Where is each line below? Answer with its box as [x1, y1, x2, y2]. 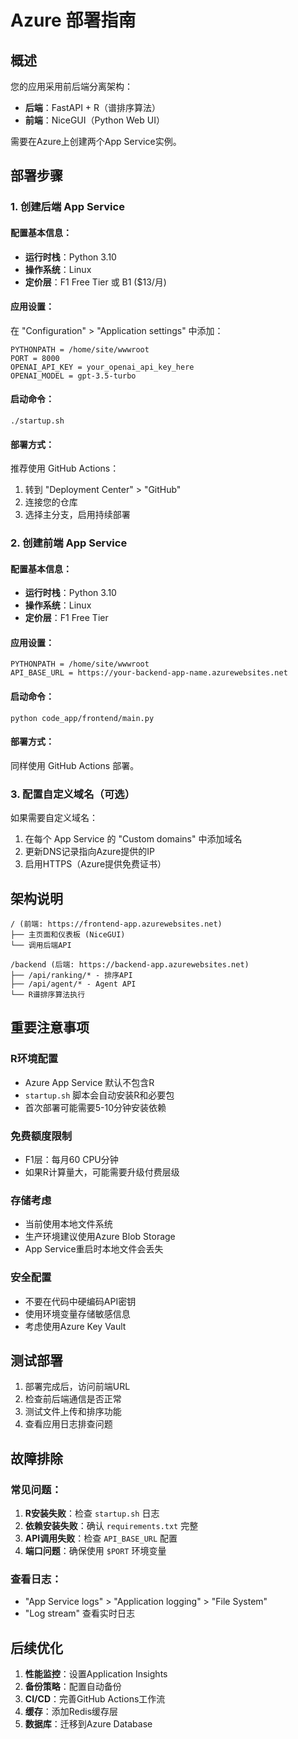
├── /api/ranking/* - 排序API [10, 970, 133, 980]
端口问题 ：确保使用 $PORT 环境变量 [24, 1545, 167, 1557]
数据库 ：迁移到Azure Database [24, 1718, 153, 1730]
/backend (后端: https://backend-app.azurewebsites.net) [10, 959, 250, 970]
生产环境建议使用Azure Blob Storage [24, 1231, 176, 1243]
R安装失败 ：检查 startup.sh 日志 [24, 1507, 160, 1520]
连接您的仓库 [24, 496, 78, 508]
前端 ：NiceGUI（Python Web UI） [24, 114, 165, 126]
